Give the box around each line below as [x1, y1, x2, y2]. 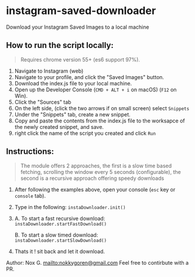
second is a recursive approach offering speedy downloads [20, 175, 165, 182]
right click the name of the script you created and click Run [14, 129, 156, 136]
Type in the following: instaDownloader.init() [14, 203, 126, 210]
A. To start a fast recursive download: [14, 215, 105, 222]
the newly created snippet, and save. [14, 123, 104, 130]
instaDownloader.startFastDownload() [14, 221, 107, 227]
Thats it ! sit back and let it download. [14, 248, 105, 255]
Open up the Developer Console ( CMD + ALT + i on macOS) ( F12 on [14, 86, 177, 93]
